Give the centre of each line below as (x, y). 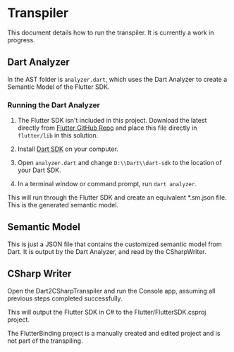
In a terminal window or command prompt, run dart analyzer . (107, 184)
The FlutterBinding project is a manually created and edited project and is (114, 333)
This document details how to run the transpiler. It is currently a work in (111, 32)
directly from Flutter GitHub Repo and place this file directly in (107, 128)
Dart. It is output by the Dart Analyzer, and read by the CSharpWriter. (107, 251)
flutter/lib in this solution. (58, 135)
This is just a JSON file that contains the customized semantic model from (115, 244)
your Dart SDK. (39, 170)
